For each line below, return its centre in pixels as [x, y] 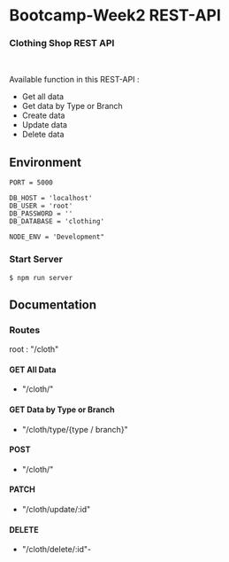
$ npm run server [41, 277]
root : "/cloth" [34, 349]
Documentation [53, 304]
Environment [46, 162]
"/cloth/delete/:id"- [56, 550]
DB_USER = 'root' [41, 206]
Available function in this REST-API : [74, 80]
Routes [25, 330]
